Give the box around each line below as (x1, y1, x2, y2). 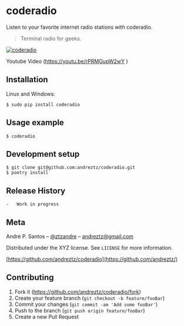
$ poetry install (6, 170, 49, 176)
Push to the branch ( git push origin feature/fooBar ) (14, 307, 145, 314)
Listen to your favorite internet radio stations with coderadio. (6, 23, 153, 31)
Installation (6, 75, 48, 85)
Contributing (6, 273, 54, 283)
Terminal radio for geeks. (20, 35, 82, 42)
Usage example (6, 117, 65, 127)
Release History (6, 186, 66, 196)
